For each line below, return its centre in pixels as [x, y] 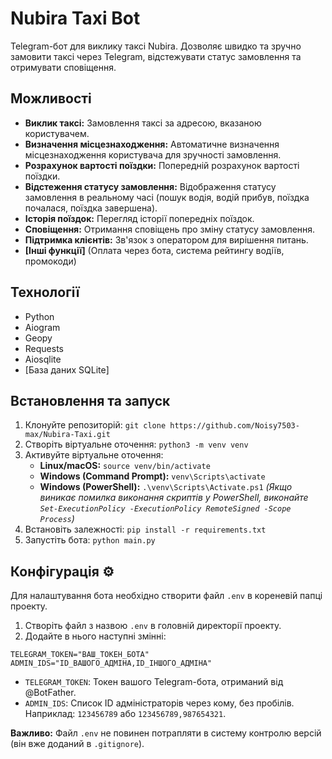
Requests [44, 348]
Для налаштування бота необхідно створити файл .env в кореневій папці [166, 596]
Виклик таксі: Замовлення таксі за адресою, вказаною [143, 123]
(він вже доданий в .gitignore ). [77, 744]
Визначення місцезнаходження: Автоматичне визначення [152, 144]
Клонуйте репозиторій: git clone [95, 425]
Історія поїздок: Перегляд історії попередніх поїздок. [139, 218]
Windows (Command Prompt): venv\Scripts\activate [152, 476]
